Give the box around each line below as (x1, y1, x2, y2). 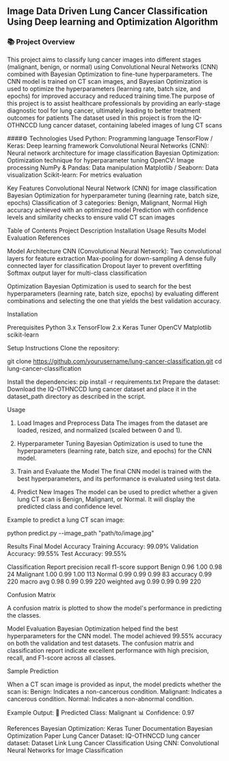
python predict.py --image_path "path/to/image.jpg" (7, 529, 154, 537)
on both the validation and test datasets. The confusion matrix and (7, 639, 194, 647)
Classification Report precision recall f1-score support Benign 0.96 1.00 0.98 (7, 562, 222, 571)
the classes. (7, 611, 41, 619)
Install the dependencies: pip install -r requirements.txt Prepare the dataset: (7, 377, 220, 386)
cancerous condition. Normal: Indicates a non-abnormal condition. (7, 694, 195, 703)
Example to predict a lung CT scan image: (7, 516, 125, 524)
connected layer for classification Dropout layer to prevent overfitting (7, 261, 202, 269)
